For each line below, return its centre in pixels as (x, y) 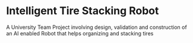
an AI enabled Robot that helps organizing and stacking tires (80, 33)
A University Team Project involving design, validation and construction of (96, 27)
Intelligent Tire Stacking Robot (83, 11)
